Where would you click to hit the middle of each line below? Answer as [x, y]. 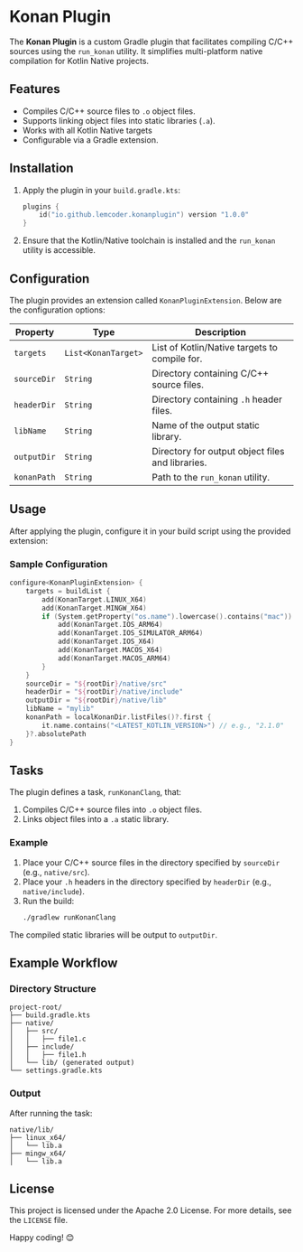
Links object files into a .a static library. [96, 819]
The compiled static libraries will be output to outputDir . [114, 934]
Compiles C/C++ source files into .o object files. [112, 809]
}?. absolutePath [56, 733]
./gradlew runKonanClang [69, 917]
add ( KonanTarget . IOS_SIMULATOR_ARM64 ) [130, 633]
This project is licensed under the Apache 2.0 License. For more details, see [151, 1210]
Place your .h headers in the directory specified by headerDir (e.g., [147, 882]
